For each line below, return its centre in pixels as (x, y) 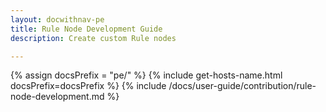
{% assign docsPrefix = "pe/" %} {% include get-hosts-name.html (146, 75)
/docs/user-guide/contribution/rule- (242, 86)
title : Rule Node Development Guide (86, 29)
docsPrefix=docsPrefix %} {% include (88, 86)
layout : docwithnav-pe (57, 19)
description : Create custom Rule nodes (93, 38)
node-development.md (57, 97)
